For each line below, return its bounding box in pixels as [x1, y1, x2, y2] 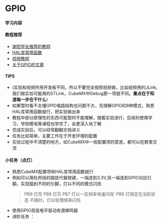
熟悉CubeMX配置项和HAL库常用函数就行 [12, 169, 94, 175]
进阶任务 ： [12, 214, 35, 220]
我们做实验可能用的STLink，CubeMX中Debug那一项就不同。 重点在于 [12, 91, 150, 96]
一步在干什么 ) [20, 96, 48, 102]
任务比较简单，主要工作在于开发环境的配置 [12, 133, 97, 139]
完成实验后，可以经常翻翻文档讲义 [12, 127, 81, 133]
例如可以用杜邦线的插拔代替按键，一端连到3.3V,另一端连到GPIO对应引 [12, 175, 152, 181]
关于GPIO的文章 [12, 62, 44, 67]
